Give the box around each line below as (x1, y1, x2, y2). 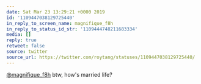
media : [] (6, 32, 32, 38)
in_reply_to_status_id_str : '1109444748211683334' (6, 26, 138, 32)
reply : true (6, 37, 37, 43)
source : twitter (6, 49, 48, 55)
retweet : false (6, 43, 45, 49)
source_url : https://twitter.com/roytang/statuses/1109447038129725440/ (6, 54, 196, 60)
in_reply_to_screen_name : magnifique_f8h (6, 20, 114, 26)
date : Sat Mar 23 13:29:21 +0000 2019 (6, 9, 105, 15)
